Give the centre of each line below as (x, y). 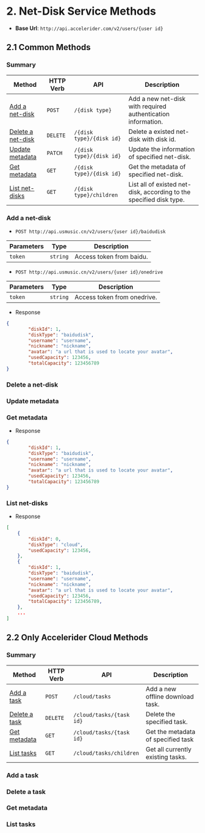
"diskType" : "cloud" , (56, 545)
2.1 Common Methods (49, 47)
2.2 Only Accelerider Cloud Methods (77, 638)
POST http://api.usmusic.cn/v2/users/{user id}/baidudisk (90, 231)
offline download (170, 697)
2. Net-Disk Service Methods (81, 11)
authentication (149, 114)
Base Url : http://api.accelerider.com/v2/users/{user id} (89, 28)
